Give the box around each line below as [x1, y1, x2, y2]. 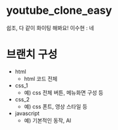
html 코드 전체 [23, 75, 58, 82]
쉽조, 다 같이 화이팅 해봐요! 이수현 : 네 [6, 24, 95, 31]
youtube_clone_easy [6, 4, 113, 17]
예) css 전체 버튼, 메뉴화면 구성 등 [23, 88, 104, 96]
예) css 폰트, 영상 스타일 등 [23, 103, 88, 110]
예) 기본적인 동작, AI [23, 117, 72, 124]
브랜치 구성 [6, 48, 58, 61]
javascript [14, 110, 40, 117]
